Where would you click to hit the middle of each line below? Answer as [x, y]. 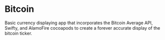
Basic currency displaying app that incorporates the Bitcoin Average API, [79, 23]
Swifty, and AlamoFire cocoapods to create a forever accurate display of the [82, 28]
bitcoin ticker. [19, 33]
